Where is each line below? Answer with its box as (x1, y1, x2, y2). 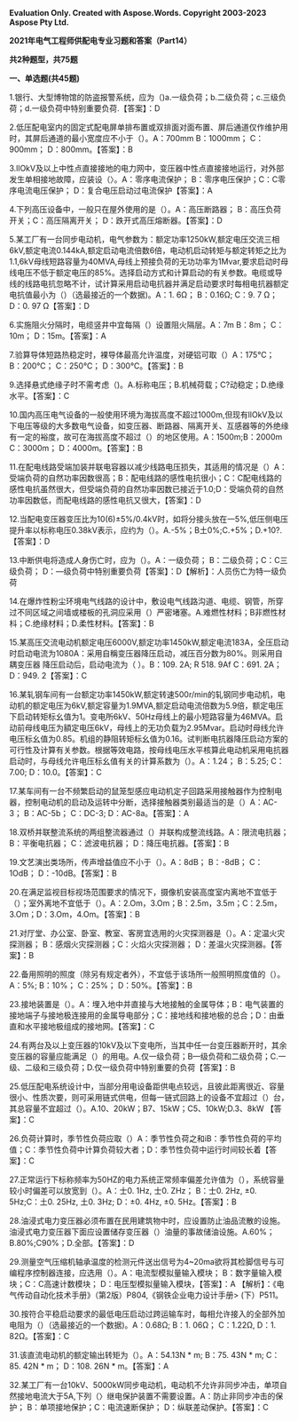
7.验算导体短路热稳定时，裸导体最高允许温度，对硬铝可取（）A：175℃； (9, 350, 275, 360)
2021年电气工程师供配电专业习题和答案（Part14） (9, 36, 192, 45)
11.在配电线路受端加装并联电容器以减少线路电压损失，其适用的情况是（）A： (9, 462, 288, 472)
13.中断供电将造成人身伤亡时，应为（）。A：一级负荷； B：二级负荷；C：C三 (9, 555, 288, 565)
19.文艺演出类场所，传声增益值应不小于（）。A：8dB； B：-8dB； (9, 857, 248, 867)
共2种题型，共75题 (9, 54, 78, 65)
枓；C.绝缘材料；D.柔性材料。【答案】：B (9, 618, 154, 629)
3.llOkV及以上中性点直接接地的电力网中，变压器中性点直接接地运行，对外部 (9, 163, 285, 173)
